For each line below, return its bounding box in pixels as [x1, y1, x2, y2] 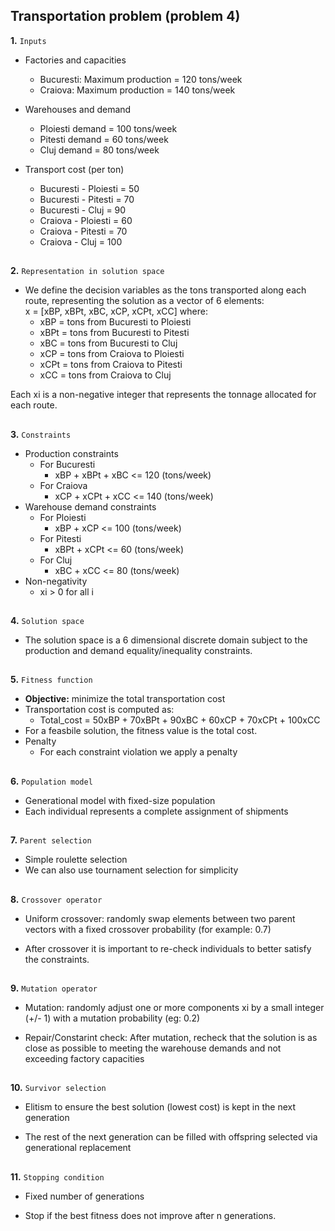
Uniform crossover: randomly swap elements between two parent [24, 912, 296, 924]
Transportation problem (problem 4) [10, 8, 241, 25]
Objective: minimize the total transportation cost [24, 693, 226, 705]
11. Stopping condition [10, 1170, 105, 1183]
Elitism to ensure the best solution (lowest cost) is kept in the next [24, 1101, 297, 1113]
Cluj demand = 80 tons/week [39, 144, 160, 156]
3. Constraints [10, 428, 72, 440]
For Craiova [39, 479, 88, 491]
